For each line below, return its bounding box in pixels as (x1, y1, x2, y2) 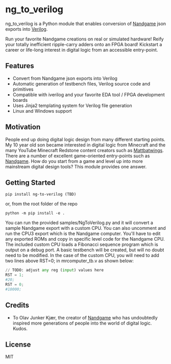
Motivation (5, 123, 41, 132)
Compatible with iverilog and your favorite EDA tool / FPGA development (12, 91, 165, 98)
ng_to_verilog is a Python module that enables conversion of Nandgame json (5, 20, 166, 27)
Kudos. (12, 325, 28, 331)
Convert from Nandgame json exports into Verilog (12, 75, 117, 81)
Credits (5, 301, 30, 310)
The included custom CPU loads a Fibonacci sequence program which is (5, 242, 158, 248)
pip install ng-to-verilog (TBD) (5, 192, 77, 197)
